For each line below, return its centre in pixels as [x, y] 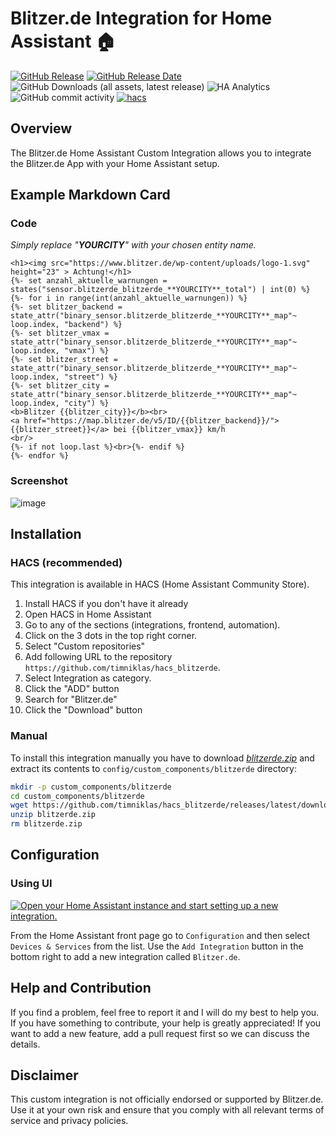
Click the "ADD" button [72, 689]
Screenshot [39, 481]
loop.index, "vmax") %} [60, 351]
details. [25, 1044]
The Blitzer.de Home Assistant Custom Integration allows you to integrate [161, 153]
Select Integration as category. [88, 678]
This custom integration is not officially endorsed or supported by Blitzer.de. [167, 1099]
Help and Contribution [81, 988]
